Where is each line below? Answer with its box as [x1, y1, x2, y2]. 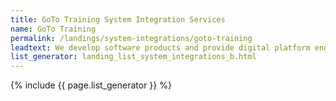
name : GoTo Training [10, 24, 97, 34]
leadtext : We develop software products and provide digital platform [10, 42, 311, 53]
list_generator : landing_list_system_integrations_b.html [10, 52, 257, 62]
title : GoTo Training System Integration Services [10, 14, 226, 25]
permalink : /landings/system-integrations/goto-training [10, 33, 253, 43]
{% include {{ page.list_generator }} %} [10, 79, 172, 91]
